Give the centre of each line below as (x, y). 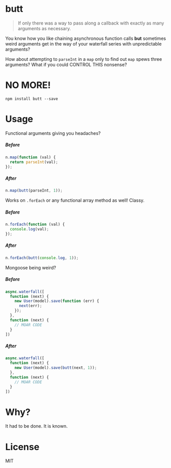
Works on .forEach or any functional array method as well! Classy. (75, 200)
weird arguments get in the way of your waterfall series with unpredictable (83, 43)
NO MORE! (28, 85)
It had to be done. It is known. (36, 426)
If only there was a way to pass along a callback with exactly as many (91, 23)
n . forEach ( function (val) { (35, 225)
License (22, 447)
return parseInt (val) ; (34, 162)
